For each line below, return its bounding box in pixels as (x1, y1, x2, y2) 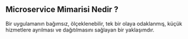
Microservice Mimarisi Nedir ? (5, 5, 118, 15)
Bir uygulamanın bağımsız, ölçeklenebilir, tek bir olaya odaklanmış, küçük (5, 20, 183, 27)
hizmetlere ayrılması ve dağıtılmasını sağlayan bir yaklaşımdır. (5, 26, 154, 33)
